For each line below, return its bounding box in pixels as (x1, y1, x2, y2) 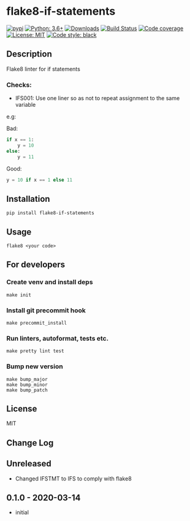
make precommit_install (6, 320, 67, 326)
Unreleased (6, 458, 52, 469)
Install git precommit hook (6, 306, 86, 314)
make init (6, 291, 32, 298)
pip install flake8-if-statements (6, 210, 95, 216)
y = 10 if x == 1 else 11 (6, 177, 72, 183)
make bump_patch (6, 387, 48, 393)
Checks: (6, 80, 32, 89)
